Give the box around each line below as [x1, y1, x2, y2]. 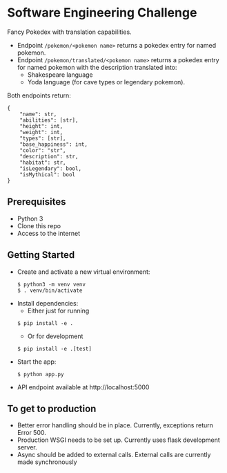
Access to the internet [17, 229, 81, 237]
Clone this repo [17, 221, 61, 230]
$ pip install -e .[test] [17, 345, 92, 352]
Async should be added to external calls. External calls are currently [17, 451, 211, 459]
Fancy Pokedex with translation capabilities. [7, 28, 132, 36]
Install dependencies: [17, 299, 79, 307]
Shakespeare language [27, 71, 93, 79]
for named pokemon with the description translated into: [17, 63, 177, 71]
